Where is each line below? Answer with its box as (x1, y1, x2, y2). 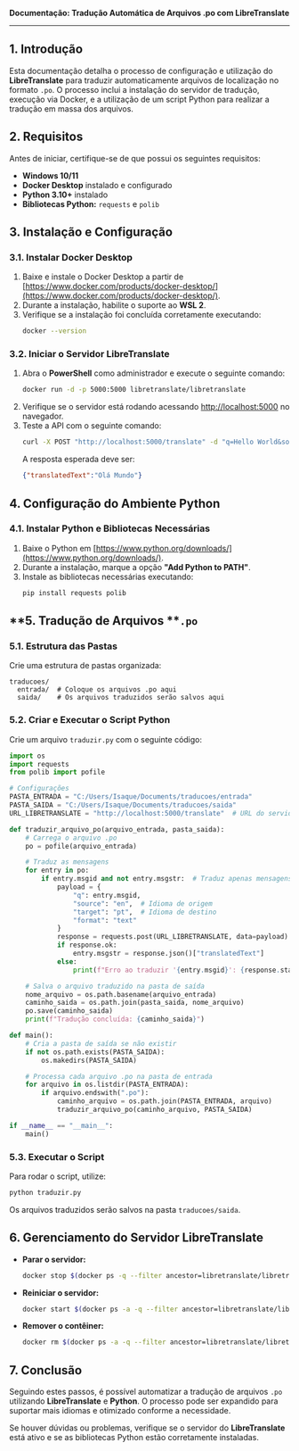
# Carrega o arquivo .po (25, 833, 117, 842)
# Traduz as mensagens (25, 858, 109, 866)
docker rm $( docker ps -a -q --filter (21, 1338, 166, 1347)
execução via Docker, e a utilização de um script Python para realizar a (9, 94, 270, 104)
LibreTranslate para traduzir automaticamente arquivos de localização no (9, 75, 279, 86)
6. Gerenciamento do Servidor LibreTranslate (9, 1231, 264, 1246)
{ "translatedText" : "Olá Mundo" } (21, 471, 142, 480)
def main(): (9, 1031, 53, 1041)
